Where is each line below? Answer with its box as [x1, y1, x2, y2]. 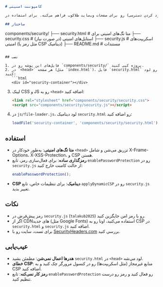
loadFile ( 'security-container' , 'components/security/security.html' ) [12, 121, 158, 126]
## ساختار [5, 21, 25, 26]
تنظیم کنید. [12, 276, 32, 282]
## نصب [5, 54, 18, 59]
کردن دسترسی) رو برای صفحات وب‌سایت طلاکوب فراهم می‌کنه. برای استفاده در [5, 13, 153, 18]
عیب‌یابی [5, 243, 28, 251]
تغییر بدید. [12, 186, 30, 192]
